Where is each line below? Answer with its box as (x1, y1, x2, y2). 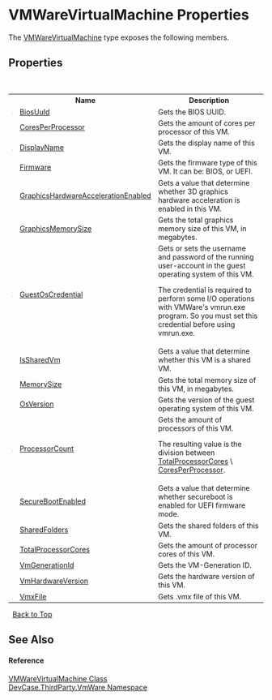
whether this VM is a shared (157, 355, 251, 365)
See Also (8, 633, 54, 646)
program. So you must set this (157, 311, 258, 320)
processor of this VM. (157, 127, 230, 136)
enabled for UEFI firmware (157, 500, 246, 510)
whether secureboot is (157, 492, 233, 502)
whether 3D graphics (157, 187, 228, 196)
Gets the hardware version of (157, 572, 255, 582)
